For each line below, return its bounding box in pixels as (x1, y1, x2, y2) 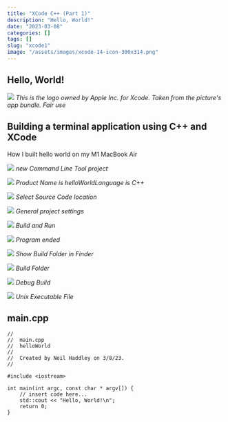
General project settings (15, 207, 85, 215)
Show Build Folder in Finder (15, 249, 94, 258)
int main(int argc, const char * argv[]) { (7, 385, 134, 392)
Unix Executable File (15, 292, 74, 300)
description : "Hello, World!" (7, 17, 94, 23)
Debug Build (15, 278, 51, 287)
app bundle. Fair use (7, 101, 66, 109)
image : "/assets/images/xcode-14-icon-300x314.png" (7, 49, 158, 56)
